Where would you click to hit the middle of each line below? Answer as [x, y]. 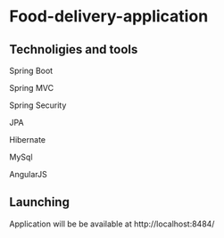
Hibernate [28, 140]
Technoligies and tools [74, 49]
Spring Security [38, 105]
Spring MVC [32, 88]
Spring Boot [31, 70]
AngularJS [28, 174]
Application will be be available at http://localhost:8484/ [112, 224]
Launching [39, 202]
